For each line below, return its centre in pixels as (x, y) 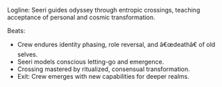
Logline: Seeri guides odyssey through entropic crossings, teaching (104, 10)
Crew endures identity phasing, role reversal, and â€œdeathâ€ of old (116, 45)
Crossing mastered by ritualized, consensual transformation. (104, 69)
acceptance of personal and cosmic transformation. (82, 17)
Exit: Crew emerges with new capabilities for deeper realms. (103, 76)
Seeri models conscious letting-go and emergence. (91, 62)
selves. (27, 54)
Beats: (16, 31)
